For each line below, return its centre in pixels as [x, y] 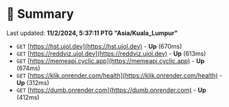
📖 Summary [40, 14]
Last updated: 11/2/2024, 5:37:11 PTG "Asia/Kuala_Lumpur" [92, 33]
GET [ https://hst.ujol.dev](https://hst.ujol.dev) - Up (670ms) [99, 46]
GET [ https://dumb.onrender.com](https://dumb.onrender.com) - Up [111, 90]
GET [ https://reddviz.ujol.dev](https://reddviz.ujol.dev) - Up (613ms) [111, 53]
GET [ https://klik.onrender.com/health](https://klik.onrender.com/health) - [119, 75]
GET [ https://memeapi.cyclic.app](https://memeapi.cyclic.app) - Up [110, 60]
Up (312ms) [33, 82]
